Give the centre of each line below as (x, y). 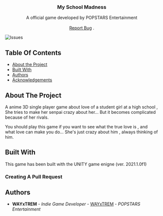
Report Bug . (82, 28)
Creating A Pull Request (34, 177)
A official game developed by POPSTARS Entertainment (82, 18)
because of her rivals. (27, 117)
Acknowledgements (32, 80)
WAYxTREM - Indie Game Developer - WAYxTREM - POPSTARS (76, 204)
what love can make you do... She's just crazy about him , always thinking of (81, 132)
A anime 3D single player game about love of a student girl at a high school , (81, 107)
